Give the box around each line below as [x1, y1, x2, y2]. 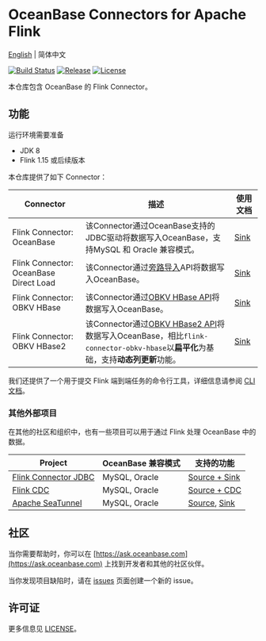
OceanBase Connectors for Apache [8, 6, 247, 24]
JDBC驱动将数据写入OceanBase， [85, 232, 214, 243]
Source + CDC [188, 485, 242, 496]
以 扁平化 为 [165, 342, 207, 353]
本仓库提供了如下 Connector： [8, 172, 108, 182]
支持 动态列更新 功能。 [101, 354, 181, 365]
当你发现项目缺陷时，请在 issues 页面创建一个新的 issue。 [8, 575, 198, 585]
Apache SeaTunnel [12, 497, 82, 509]
